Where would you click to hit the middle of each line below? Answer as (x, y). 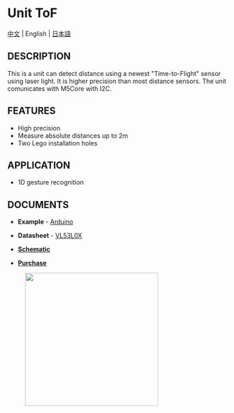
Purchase (32, 263)
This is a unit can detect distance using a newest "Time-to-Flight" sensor (114, 73)
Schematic (34, 249)
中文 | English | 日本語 (39, 33)
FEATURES (32, 111)
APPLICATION (39, 165)
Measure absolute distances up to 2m (73, 136)
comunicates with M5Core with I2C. (60, 88)
